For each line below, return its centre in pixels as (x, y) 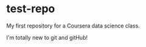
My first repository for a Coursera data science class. (73, 26)
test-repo (31, 9)
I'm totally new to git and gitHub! (47, 37)
